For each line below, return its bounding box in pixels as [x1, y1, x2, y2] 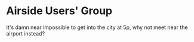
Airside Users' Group [6, 4, 113, 18]
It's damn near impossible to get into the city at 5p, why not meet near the [6, 24, 188, 31]
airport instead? [6, 30, 45, 37]
